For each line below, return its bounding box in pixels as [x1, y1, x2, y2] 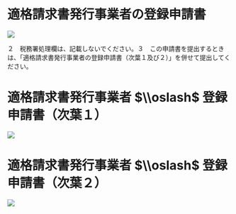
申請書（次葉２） [7, 175, 108, 191]
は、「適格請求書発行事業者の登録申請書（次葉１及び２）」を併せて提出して [7, 53, 225, 61]
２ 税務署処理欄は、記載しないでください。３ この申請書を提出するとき [7, 44, 225, 53]
